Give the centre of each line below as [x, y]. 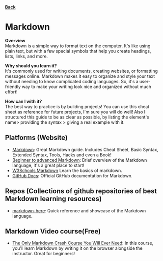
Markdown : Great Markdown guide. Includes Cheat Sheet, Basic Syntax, [85, 149]
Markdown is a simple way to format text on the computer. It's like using [78, 46]
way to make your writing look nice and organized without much [86, 87]
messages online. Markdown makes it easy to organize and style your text [80, 76]
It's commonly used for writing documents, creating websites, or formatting [81, 71]
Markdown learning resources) [54, 199]
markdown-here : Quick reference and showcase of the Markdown [79, 210]
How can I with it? [24, 101]
